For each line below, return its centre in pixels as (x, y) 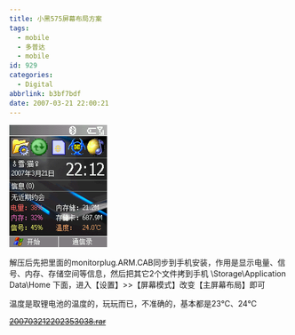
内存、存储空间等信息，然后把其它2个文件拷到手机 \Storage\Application (155, 273)
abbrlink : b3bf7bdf (45, 93)
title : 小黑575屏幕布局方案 (56, 19)
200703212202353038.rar (58, 321)
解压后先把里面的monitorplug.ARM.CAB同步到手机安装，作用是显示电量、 (144, 262)
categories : (31, 76)
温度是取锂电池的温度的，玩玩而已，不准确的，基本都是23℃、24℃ (133, 303)
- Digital (35, 84)
